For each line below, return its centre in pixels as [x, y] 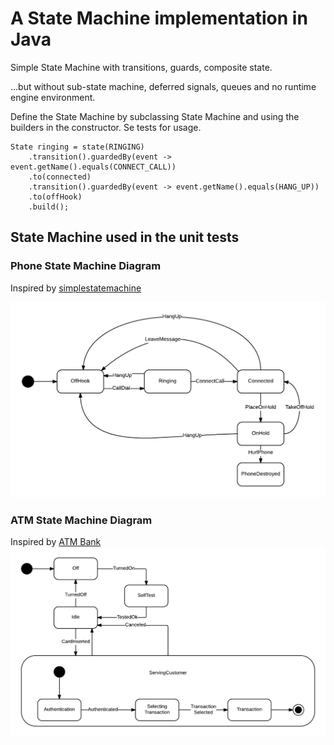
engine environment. [53, 97]
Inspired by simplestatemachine [76, 288]
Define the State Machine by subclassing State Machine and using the [155, 116]
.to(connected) [60, 177]
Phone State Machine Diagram [86, 266]
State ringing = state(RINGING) [77, 147]
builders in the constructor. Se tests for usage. [106, 127]
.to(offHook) [55, 197]
